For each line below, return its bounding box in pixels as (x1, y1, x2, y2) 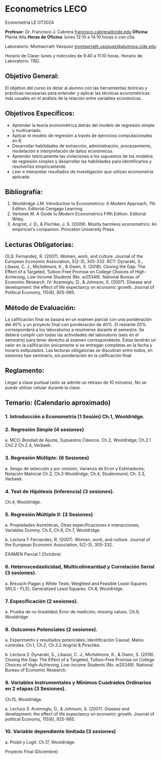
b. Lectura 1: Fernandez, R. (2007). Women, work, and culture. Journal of (5, 537, 150, 543)
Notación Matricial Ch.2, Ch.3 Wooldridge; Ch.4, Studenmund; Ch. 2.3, (5, 471, 146, 477)
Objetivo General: (5, 72, 59, 81)
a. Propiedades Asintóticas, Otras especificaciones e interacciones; (5, 522, 140, 528)
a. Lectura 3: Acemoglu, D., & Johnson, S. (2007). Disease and (5, 706, 130, 711)
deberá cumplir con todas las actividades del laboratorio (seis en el (5, 332, 139, 338)
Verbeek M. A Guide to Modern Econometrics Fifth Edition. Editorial (12, 211, 147, 217)
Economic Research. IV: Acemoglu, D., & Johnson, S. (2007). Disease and (5, 279, 151, 285)
